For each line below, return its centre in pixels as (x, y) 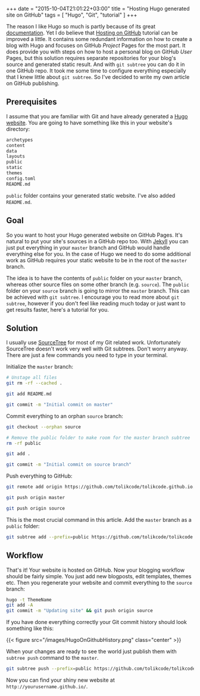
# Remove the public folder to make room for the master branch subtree (98, 438)
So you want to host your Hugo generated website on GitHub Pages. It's (95, 235)
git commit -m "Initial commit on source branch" (69, 465)
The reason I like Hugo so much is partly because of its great (81, 26)
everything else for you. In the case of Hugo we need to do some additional (99, 254)
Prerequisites (32, 102)
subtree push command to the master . (53, 658)
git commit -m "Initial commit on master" (60, 405)
